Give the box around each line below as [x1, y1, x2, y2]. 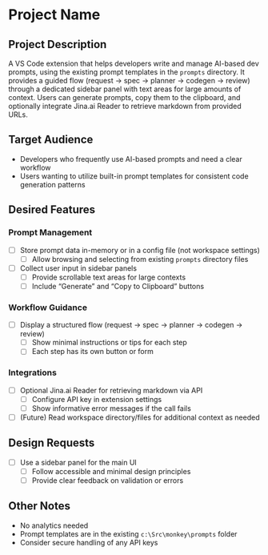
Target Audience [8, 133, 94, 147]
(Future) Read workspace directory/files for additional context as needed [19, 412, 260, 422]
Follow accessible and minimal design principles [31, 466, 191, 476]
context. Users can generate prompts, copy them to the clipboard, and [8, 93, 241, 102]
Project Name [8, 6, 101, 24]
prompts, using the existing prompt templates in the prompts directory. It [8, 67, 246, 77]
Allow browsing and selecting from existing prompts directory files [31, 254, 249, 263]
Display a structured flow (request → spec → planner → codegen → [19, 320, 243, 330]
